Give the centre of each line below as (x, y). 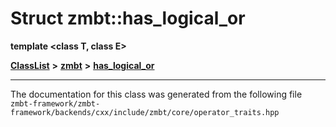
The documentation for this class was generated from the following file (156, 94)
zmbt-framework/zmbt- (55, 103)
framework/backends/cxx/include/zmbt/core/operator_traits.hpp (145, 112)
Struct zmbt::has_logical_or (128, 18)
